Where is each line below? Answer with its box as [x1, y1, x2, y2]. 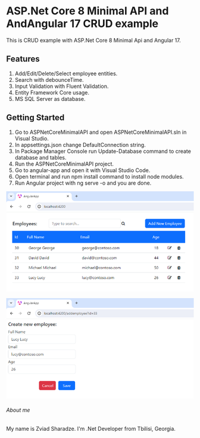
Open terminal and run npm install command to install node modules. [14, 173, 184, 180]
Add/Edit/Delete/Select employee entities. [14, 70, 118, 77]
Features [6, 54, 40, 64]
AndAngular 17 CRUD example [6, 17, 159, 30]
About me [6, 406, 30, 414]
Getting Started [6, 112, 65, 123]
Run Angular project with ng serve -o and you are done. [14, 179, 152, 186]
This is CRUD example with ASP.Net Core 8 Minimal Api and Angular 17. [6, 36, 182, 44]
